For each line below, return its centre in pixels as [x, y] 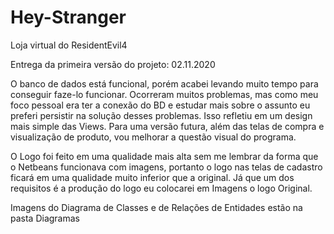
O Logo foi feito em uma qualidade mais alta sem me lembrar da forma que [164, 156]
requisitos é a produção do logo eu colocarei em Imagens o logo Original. [161, 188]
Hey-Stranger [68, 17]
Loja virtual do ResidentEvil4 [69, 45]
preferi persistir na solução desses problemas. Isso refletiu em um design [161, 115]
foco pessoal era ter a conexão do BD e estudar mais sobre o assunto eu [160, 105]
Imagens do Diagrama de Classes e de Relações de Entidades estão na [156, 207]
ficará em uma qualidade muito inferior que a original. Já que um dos [152, 177]
